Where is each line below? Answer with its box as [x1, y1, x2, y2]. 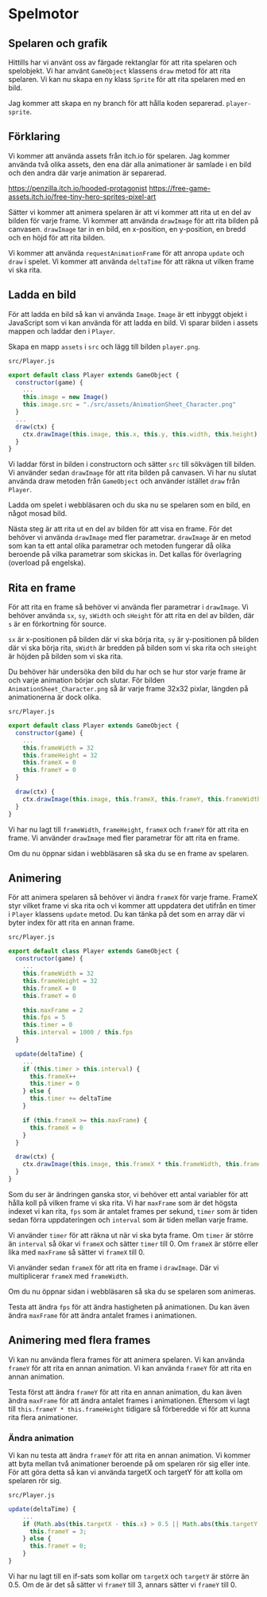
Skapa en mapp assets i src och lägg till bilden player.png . [8, 342, 200, 351]
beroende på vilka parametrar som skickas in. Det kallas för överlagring [8, 550, 242, 559]
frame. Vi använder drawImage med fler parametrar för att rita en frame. [8, 833, 240, 843]
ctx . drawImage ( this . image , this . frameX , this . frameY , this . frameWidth [22, 795, 261, 803]
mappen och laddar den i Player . [8, 326, 115, 335]
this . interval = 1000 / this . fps [22, 1028, 133, 1036]
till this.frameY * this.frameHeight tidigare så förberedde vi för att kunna [8, 1403, 250, 1414]
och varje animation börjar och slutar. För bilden [8, 675, 165, 685]
